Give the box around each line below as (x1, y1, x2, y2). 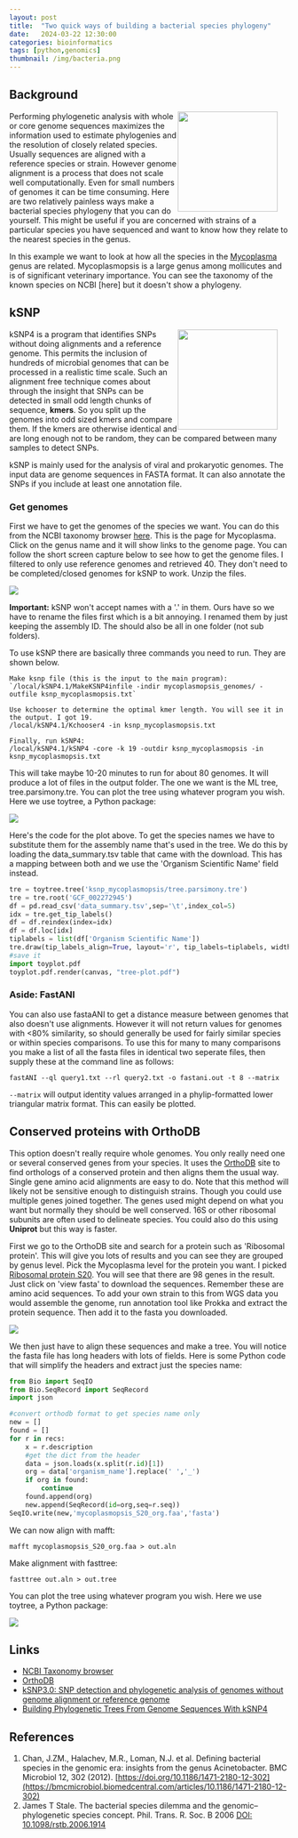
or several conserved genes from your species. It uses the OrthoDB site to (9, 1157, 281, 1168)
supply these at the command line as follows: (9, 1056, 175, 1067)
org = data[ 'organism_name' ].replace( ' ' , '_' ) (25, 1467, 200, 1477)
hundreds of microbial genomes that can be (9, 357, 169, 367)
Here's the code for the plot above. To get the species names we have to (9, 829, 275, 841)
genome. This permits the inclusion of (9, 348, 148, 359)
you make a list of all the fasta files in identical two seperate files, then (9, 1046, 266, 1057)
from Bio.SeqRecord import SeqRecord (9, 1385, 149, 1394)
